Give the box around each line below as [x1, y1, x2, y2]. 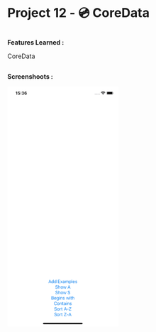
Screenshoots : [7, 72, 53, 81]
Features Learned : [7, 38, 65, 46]
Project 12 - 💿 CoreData [7, 5, 150, 21]
